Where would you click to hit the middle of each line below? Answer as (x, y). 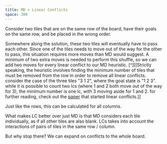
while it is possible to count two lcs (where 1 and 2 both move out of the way (84, 86)
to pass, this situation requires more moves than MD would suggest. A (77, 54)
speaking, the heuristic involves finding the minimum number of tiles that (80, 70)
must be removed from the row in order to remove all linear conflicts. (76, 75)
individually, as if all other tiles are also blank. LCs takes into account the (80, 121)
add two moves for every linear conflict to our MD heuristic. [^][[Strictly (79, 65)
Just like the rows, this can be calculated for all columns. (63, 106)
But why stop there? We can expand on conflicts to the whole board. (76, 136)
